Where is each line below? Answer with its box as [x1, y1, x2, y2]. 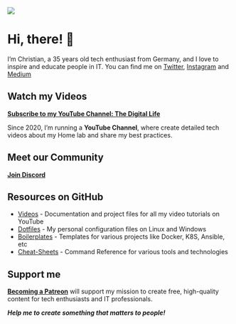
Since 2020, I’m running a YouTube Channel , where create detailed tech [7, 123, 220, 132]
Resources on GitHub [7, 191, 104, 203]
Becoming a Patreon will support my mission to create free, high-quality [7, 287, 219, 296]
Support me [7, 268, 61, 281]
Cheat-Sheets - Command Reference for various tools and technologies [17, 248, 229, 256]
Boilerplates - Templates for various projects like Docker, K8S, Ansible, [17, 232, 225, 241]
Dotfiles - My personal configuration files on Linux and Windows [17, 225, 207, 234]
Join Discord [7, 170, 46, 179]
